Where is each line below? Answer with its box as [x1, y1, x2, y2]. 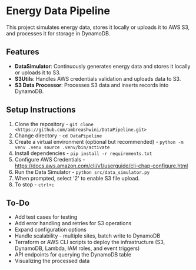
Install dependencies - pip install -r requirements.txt [14, 149, 152, 157]
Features [6, 47, 39, 57]
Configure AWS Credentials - [14, 156, 85, 163]
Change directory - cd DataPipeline [14, 131, 102, 139]
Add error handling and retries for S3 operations [14, 220, 132, 227]
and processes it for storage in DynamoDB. [6, 29, 111, 37]
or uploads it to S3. [14, 69, 61, 76]
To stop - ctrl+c [14, 181, 55, 188]
